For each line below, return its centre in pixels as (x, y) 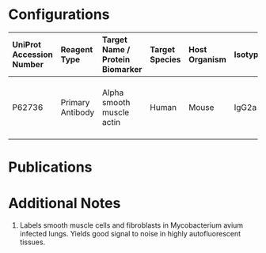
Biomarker (122, 69)
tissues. (32, 242)
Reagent (77, 49)
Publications (50, 167)
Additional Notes (65, 204)
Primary (75, 102)
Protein (116, 59)
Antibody (78, 112)
